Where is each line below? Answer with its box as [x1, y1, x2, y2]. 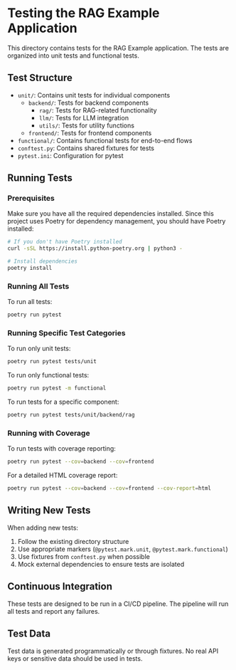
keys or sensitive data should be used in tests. [7, 654, 143, 663]
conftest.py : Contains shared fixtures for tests [17, 144, 155, 152]
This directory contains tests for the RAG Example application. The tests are [7, 43, 230, 52]
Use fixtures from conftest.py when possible [17, 552, 151, 560]
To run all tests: [7, 298, 53, 306]
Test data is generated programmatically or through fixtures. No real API [7, 647, 219, 655]
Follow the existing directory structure [17, 537, 129, 545]
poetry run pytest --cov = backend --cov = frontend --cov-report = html [7, 485, 212, 492]
